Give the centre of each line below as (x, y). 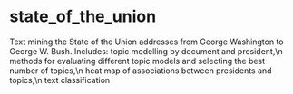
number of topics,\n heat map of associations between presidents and (141, 70)
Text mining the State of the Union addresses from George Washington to (146, 42)
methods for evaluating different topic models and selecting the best (137, 61)
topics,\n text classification (60, 80)
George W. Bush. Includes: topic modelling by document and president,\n (146, 51)
